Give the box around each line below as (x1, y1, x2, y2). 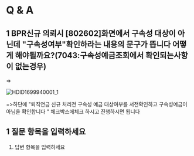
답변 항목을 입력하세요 (14, 143, 66, 150)
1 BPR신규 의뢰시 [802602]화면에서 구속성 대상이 (6, 28, 176, 38)
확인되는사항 (145, 50, 189, 60)
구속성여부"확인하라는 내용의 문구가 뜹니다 (26, 39, 171, 49)
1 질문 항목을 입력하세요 (6, 127, 86, 137)
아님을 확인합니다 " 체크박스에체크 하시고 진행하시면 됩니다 (6, 108, 141, 115)
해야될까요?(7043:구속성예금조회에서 (15, 50, 144, 60)
